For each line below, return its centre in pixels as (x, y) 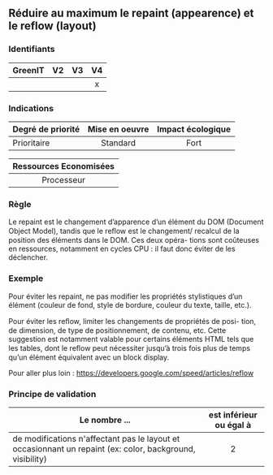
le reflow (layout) (52, 26)
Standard (119, 143)
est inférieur (233, 415)
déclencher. (28, 257)
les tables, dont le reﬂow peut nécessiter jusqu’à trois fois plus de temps (129, 348)
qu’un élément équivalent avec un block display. (89, 357)
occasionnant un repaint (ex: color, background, (104, 448)
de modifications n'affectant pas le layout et (96, 438)
